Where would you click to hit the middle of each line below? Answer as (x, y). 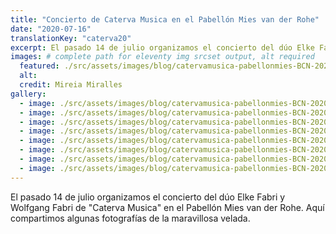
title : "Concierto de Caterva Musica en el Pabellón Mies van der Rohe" (165, 19)
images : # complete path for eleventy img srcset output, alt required (162, 57)
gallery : (28, 94)
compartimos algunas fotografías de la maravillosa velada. (130, 218)
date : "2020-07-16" (51, 29)
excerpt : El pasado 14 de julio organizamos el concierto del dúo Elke (162, 47)
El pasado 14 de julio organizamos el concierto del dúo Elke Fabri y (148, 197)
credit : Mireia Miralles (71, 85)
